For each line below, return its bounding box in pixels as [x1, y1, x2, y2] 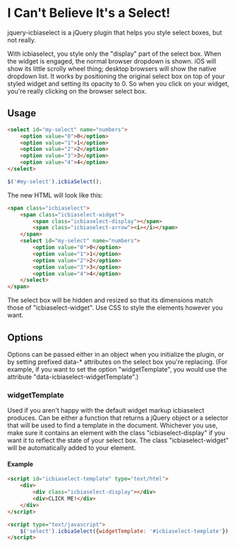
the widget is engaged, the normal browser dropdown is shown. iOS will [7, 56, 217, 65]
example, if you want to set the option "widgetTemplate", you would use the [7, 365, 227, 373]
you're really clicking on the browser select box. [7, 87, 147, 95]
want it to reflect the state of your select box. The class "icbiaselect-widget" [7, 436, 229, 445]
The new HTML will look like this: [7, 190, 104, 199]
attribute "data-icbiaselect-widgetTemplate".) [7, 372, 139, 381]
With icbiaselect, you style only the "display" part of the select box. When [7, 49, 221, 58]
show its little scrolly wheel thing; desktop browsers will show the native [7, 64, 217, 73]
